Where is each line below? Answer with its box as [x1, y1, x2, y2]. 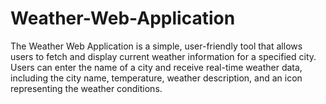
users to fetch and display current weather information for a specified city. [10, 50, 317, 62]
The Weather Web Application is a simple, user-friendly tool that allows [10, 40, 303, 52]
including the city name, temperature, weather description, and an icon [10, 72, 303, 84]
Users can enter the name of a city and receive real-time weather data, [10, 61, 303, 73]
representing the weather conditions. [10, 82, 163, 94]
